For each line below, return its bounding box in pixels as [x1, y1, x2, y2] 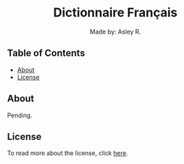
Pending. [7, 111, 33, 119]
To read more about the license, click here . [7, 149, 128, 157]
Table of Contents [7, 47, 86, 59]
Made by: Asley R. [89, 27, 141, 36]
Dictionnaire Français [53, 5, 178, 21]
